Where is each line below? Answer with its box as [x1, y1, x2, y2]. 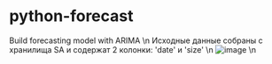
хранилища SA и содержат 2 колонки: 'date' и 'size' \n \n [9, 44, 257, 54]
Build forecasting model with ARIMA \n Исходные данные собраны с [9, 35, 263, 46]
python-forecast [9, 6, 134, 26]
